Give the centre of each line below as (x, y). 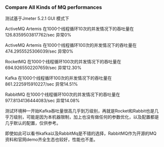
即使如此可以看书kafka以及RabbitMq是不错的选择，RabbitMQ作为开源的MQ (81, 133)
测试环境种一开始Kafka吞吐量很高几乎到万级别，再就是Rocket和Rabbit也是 (80, 111)
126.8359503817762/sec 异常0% (38, 35)
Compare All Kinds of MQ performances (54, 7)
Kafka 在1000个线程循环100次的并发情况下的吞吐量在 (59, 78)
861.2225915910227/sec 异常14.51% (41, 84)
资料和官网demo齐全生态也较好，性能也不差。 (51, 140)
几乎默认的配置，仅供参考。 (33, 123)
